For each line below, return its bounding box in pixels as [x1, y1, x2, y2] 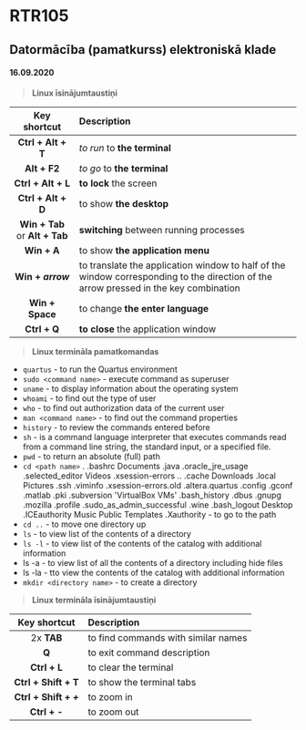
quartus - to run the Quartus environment [22, 364, 178, 375]
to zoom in [87, 690, 134, 703]
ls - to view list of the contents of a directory [22, 528, 191, 539]
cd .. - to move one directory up [22, 519, 147, 530]
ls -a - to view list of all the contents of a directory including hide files [22, 557, 284, 568]
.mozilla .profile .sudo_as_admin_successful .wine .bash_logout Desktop [22, 499, 293, 510]
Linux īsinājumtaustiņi [31, 87, 118, 98]
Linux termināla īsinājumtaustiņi [31, 594, 157, 605]
